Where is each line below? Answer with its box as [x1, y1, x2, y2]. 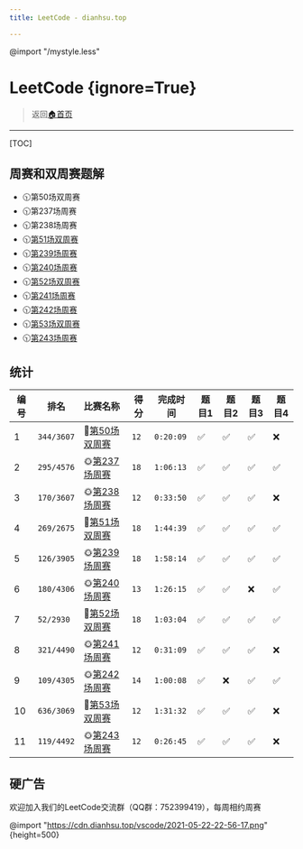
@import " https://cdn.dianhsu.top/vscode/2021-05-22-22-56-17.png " [9, 820, 269, 830]
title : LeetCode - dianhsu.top [9, 13, 127, 23]
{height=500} [9, 829, 60, 840]
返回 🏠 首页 [31, 108, 73, 119]
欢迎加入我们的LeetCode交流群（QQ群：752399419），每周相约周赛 [9, 802, 262, 812]
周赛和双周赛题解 [9, 166, 105, 181]
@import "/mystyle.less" [9, 46, 101, 57]
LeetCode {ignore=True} [9, 78, 197, 97]
